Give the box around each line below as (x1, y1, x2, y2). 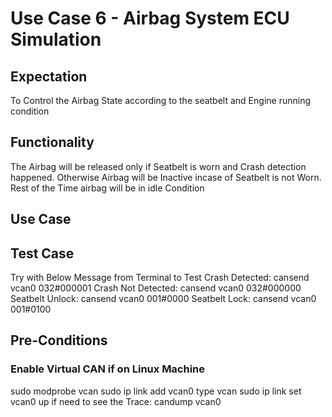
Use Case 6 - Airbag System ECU (10, 7, 290, 30)
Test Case (10, 245, 75, 262)
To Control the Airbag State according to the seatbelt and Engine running (10, 95, 311, 106)
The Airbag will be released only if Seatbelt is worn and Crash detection (10, 160, 307, 172)
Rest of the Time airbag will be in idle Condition (10, 182, 205, 194)
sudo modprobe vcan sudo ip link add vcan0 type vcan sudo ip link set (10, 385, 302, 397)
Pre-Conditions (10, 332, 108, 349)
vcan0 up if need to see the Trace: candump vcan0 (10, 395, 222, 407)
